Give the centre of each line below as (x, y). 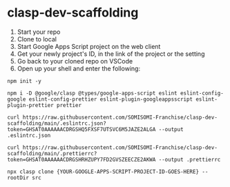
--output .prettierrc (190, 159)
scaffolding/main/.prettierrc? (52, 153)
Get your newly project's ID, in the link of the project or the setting (111, 54)
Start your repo (39, 32)
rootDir (18, 177)
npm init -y (24, 81)
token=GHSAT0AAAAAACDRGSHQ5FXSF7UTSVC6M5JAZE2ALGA (82, 129)
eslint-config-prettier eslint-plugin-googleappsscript (111, 99)
